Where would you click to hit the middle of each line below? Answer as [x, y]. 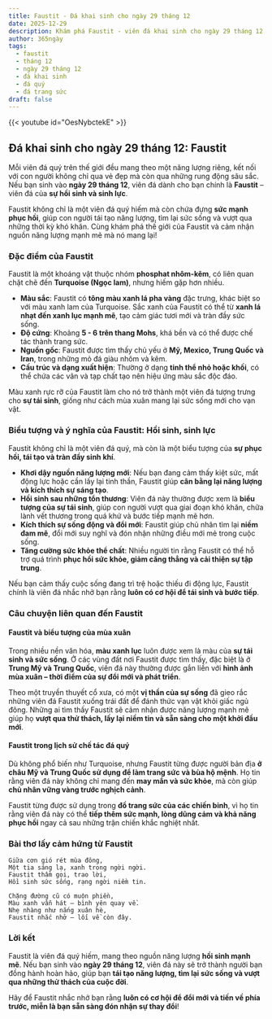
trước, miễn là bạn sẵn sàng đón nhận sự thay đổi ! [94, 1006]
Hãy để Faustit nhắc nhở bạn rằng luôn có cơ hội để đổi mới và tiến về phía [134, 997]
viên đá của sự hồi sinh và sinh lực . [68, 194]
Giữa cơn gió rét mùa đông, [56, 861]
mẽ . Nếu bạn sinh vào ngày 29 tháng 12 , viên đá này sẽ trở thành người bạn [136, 964]
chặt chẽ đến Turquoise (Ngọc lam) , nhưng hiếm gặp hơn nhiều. [117, 282]
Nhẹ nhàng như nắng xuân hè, [58, 911]
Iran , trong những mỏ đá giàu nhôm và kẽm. [94, 359]
